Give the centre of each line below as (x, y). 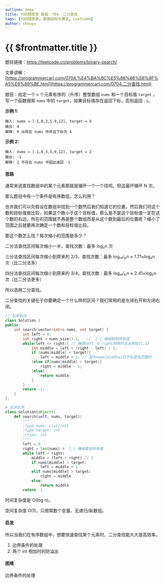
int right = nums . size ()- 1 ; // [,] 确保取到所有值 (76, 339)
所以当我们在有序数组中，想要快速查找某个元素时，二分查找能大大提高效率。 (82, 534)
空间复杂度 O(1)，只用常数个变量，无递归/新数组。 (56, 510)
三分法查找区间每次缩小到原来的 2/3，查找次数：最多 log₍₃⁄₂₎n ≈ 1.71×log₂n (80, 256)
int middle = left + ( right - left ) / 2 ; (74, 348)
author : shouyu (21, 23)
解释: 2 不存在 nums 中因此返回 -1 (38, 163)
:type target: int (41, 430)
